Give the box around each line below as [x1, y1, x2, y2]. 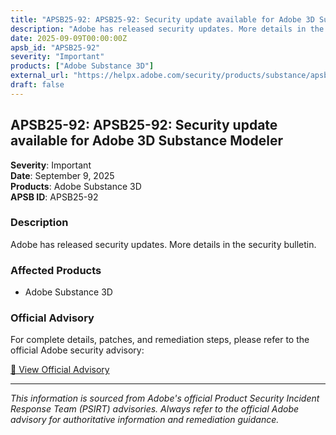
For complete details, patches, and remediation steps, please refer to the [10, 334, 310, 346]
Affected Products [10, 263, 102, 277]
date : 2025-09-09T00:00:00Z [10, 33, 128, 43]
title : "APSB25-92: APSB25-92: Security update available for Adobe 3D [10, 14, 315, 25]
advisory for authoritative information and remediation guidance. [10, 414, 280, 426]
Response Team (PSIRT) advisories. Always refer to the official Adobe [10, 403, 300, 415]
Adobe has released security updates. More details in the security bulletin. [10, 238, 317, 250]
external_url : [10, 71, 70, 81]
